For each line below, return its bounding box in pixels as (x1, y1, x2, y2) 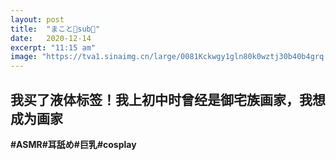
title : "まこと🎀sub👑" (10, 24, 101, 34)
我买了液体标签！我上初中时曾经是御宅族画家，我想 (10, 91, 326, 108)
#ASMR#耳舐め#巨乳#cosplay (10, 138, 137, 150)
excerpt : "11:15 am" (10, 42, 97, 53)
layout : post (10, 14, 65, 25)
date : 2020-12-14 (10, 33, 92, 43)
